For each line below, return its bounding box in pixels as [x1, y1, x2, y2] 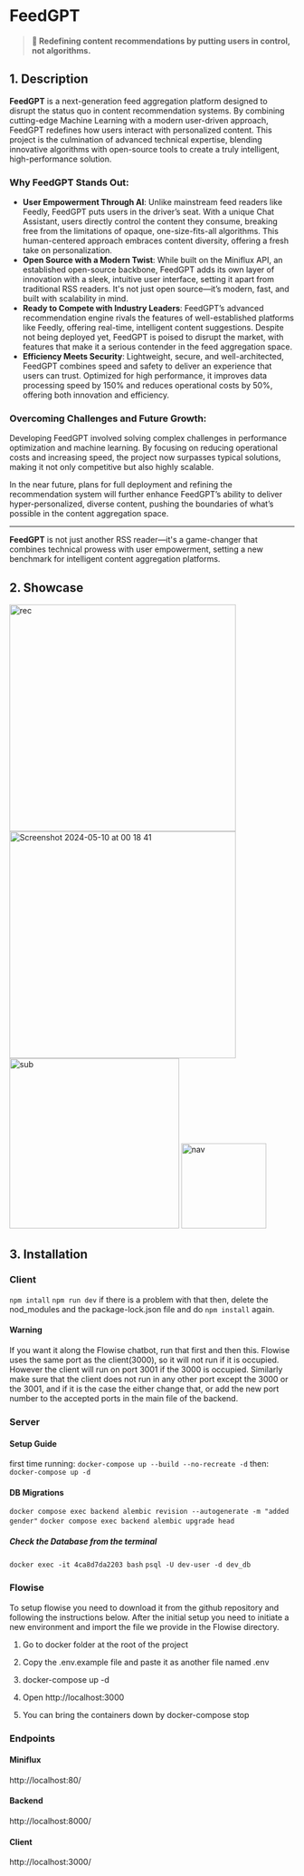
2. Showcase [9, 580, 84, 595]
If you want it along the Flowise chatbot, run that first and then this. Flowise [9, 1345, 290, 1356]
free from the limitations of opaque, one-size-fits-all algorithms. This [22, 226, 279, 237]
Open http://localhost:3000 [22, 1692, 125, 1703]
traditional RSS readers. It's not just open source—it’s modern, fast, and [22, 283, 290, 295]
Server [9, 1415, 41, 1428]
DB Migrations [9, 1487, 65, 1498]
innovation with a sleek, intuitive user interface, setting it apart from [22, 274, 274, 285]
